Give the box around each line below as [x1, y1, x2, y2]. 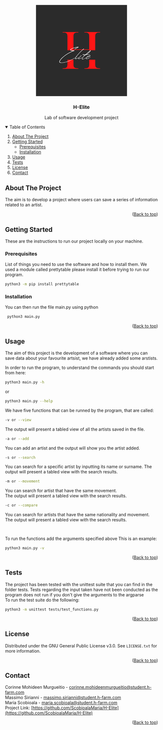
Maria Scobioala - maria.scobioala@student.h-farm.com [5, 700, 117, 706]
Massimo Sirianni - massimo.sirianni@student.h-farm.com [5, 695, 121, 700]
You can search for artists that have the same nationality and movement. [5, 512, 150, 518]
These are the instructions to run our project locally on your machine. [5, 238, 144, 244]
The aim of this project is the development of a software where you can [5, 350, 148, 356]
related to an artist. [5, 202, 43, 208]
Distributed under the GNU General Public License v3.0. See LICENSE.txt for [5, 643, 157, 648]
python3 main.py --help [5, 399, 53, 403]
